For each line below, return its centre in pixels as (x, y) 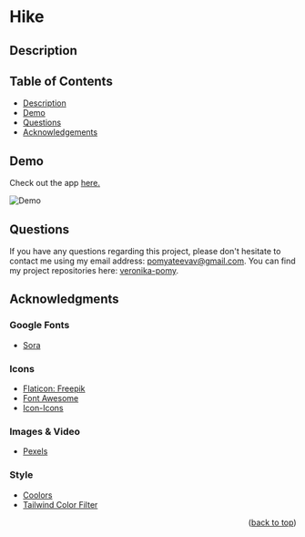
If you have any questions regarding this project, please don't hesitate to (145, 252)
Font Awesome (51, 398)
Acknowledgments (65, 299)
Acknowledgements (60, 132)
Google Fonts (40, 325)
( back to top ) (272, 522)
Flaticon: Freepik (54, 388)
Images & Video (45, 431)
